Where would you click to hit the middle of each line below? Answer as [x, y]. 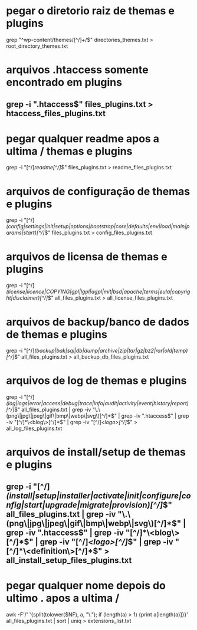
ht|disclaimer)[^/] [27, 298]
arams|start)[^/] [26, 233]
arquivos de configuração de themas [98, 191]
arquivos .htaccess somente [77, 70]
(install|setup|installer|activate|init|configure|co [98, 496]
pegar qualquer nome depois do [86, 585]
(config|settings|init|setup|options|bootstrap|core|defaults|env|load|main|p [98, 227]
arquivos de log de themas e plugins [96, 381]
